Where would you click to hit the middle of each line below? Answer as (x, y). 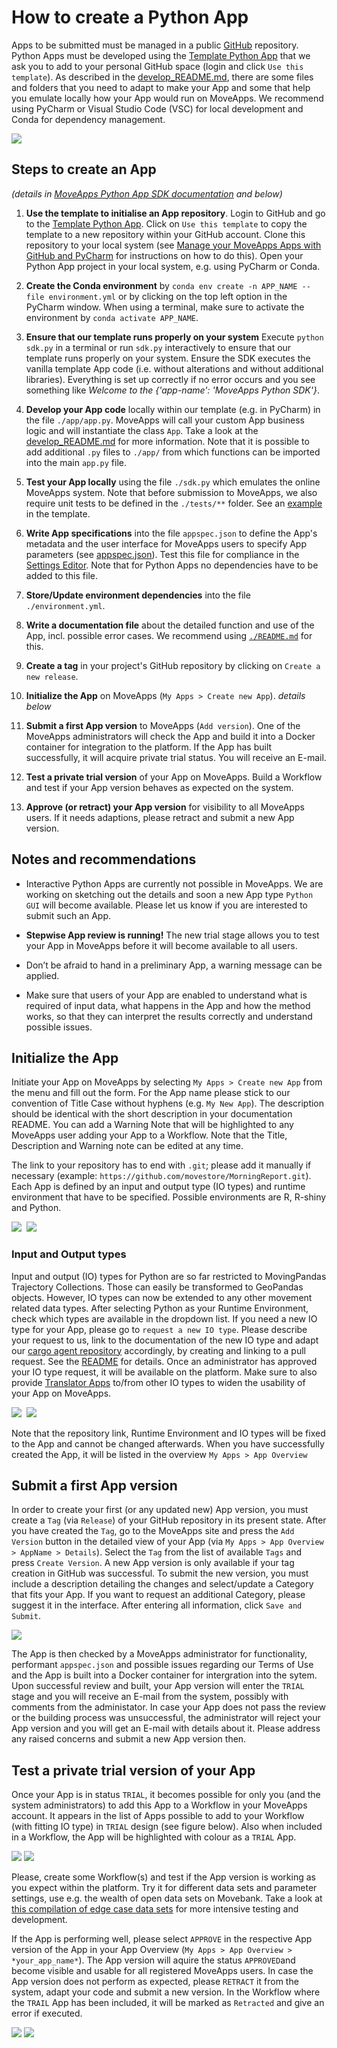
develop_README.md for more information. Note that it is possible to (167, 441)
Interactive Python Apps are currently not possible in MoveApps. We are (174, 883)
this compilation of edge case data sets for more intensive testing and (155, 1909)
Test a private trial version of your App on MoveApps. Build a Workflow (174, 777)
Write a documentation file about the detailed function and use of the (170, 625)
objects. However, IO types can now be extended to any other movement (162, 1297)
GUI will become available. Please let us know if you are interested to (167, 905)
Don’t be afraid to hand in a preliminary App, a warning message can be (174, 965)
